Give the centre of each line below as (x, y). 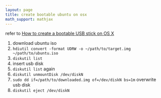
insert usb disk (28, 64)
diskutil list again (34, 69)
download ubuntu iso (34, 43)
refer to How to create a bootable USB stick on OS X (60, 34)
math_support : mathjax (29, 19)
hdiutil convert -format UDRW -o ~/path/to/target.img (72, 49)
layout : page (19, 10)
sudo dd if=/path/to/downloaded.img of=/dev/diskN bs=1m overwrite (84, 80)
